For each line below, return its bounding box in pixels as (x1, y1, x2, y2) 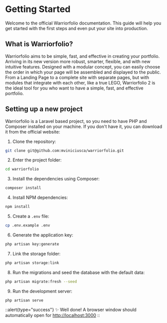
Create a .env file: (12, 213, 49, 219)
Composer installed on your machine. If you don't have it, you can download (5, 123, 162, 129)
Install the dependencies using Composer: (12, 176, 100, 182)
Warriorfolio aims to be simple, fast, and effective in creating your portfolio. (5, 53, 160, 59)
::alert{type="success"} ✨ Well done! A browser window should (5, 306, 136, 313)
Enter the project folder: (12, 157, 61, 163)
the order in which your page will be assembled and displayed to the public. (5, 69, 161, 75)
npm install (5, 204, 30, 209)
